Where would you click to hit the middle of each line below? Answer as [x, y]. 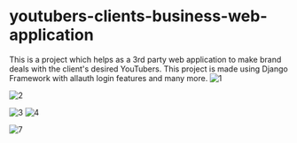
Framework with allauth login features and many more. [109, 78]
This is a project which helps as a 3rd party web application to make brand [145, 59]
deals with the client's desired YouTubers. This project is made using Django [148, 69]
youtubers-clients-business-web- [138, 16]
